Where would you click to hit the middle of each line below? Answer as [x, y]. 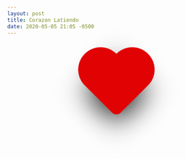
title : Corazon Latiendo [43, 20]
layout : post [26, 13]
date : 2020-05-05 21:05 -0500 [51, 26]
